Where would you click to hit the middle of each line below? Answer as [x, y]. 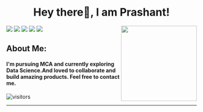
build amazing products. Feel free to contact [63, 76]
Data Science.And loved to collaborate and [61, 70]
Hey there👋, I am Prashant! [101, 12]
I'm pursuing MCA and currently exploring [60, 64]
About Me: [27, 48]
